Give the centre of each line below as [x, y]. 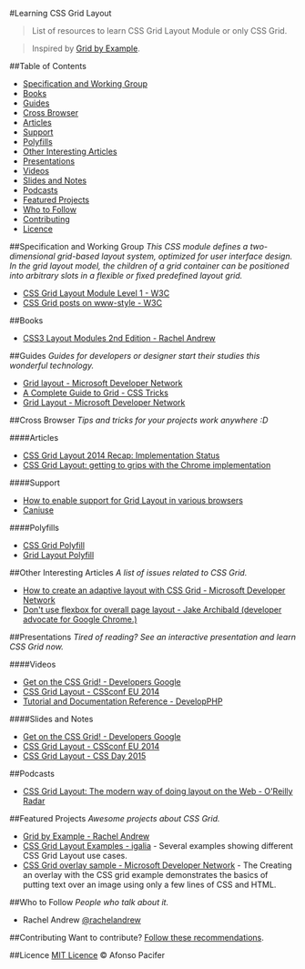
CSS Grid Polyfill [53, 545]
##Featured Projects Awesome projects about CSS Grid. [115, 818]
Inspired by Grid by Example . [86, 48]
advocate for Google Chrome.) [80, 619]
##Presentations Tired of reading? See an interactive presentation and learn [152, 637]
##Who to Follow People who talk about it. [89, 902]
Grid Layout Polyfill [58, 555]
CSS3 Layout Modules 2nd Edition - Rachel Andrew [119, 338]
